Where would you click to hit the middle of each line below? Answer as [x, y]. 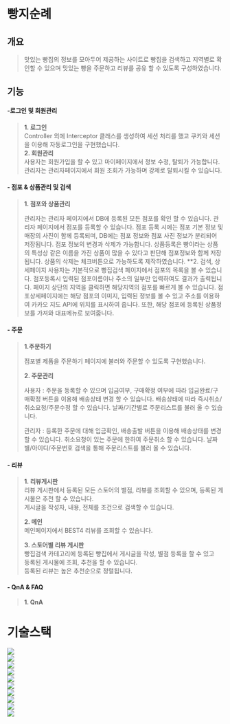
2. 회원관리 [38, 153]
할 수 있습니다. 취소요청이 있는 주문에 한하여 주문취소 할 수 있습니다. [114, 439]
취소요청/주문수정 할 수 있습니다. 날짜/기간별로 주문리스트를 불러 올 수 [117, 407]
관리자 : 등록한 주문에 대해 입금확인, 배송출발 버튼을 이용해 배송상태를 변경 [123, 431]
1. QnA [33, 602]
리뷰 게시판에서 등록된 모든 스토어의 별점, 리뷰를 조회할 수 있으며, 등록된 [120, 490]
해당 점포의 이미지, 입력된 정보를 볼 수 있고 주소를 [136, 296]
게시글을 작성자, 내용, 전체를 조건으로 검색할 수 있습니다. [99, 507]
